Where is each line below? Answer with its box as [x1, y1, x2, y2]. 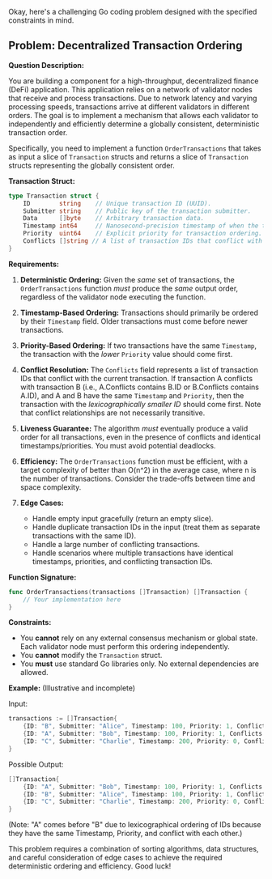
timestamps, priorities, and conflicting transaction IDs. [32, 556, 213, 566]
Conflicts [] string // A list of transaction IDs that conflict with [23, 237, 263, 245]
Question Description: [8, 60, 85, 70]
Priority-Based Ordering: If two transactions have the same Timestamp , [19, 340, 257, 350]
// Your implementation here [23, 595, 121, 604]
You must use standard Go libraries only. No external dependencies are [19, 659, 259, 669]
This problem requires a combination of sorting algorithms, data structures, [8, 844, 259, 854]
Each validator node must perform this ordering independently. [19, 642, 231, 652]
